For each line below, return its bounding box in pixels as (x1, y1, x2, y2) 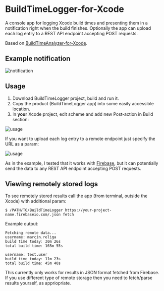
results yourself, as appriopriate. (5, 280, 71, 286)
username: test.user (5, 252, 48, 257)
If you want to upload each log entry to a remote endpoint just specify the (5, 136, 156, 142)
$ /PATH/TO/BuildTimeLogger (5, 208, 63, 213)
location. (12, 106, 31, 112)
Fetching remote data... (5, 230, 56, 235)
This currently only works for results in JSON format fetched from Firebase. (5, 270, 160, 276)
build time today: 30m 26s (5, 239, 61, 244)
